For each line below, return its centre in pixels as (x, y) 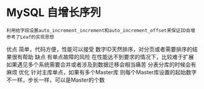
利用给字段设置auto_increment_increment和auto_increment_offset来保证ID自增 (101, 30)
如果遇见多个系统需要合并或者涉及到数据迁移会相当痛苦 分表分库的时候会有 (101, 64)
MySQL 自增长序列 (54, 13)
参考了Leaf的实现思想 (30, 37)
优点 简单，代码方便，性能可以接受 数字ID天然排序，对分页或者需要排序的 (99, 49)
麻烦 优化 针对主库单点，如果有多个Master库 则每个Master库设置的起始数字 (102, 72)
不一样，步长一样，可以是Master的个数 (56, 80)
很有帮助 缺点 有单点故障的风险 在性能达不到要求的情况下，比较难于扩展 (103, 56)
